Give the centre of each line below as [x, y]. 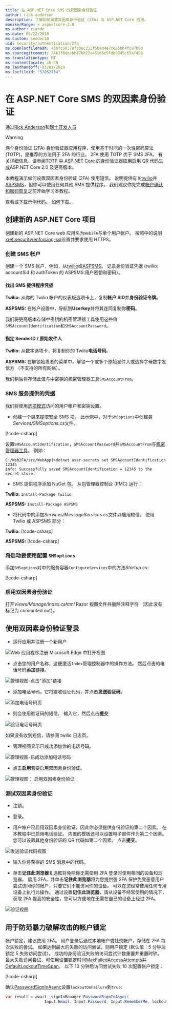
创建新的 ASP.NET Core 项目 [50, 219]
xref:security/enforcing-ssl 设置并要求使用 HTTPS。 [59, 239]
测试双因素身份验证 [29, 793]
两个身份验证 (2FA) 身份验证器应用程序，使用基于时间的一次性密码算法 [80, 148]
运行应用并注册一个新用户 [40, 642]
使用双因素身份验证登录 [42, 628]
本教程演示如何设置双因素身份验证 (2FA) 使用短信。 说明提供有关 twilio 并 [81, 178]
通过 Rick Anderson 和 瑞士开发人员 [41, 127]
